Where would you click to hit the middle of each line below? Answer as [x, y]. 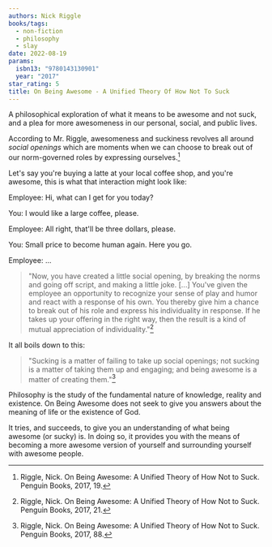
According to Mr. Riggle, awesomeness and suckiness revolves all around [131, 139]
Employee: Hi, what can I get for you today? [81, 198]
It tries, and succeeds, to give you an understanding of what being [119, 428]
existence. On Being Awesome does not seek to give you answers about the [135, 403]
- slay [27, 46]
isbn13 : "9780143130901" [57, 69]
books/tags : [28, 24]
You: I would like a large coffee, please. [74, 213]
